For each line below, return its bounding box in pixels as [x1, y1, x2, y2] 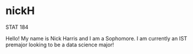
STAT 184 [5, 23, 29, 31]
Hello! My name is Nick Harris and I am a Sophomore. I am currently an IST [5, 35, 188, 42]
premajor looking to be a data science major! [5, 41, 115, 48]
